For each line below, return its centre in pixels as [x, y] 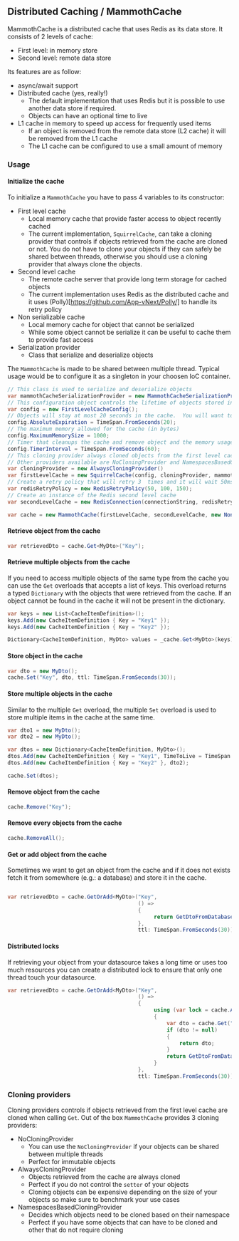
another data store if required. [72, 108]
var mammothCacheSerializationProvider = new [76, 396]
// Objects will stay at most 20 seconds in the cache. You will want [116, 416]
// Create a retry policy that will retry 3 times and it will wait [113, 482]
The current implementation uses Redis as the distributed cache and [128, 294]
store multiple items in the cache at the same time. [81, 717]
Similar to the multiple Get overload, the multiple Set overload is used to [112, 710]
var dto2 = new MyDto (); [44, 737]
